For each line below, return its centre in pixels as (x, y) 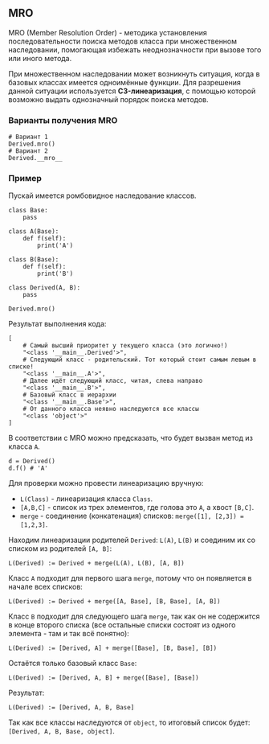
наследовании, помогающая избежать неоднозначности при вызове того (135, 49)
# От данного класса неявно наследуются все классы (111, 409)
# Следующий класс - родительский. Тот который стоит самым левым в (140, 360)
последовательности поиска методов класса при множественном (123, 41)
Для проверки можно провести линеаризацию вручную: (106, 483)
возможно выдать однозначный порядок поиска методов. (108, 99)
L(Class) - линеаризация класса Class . (86, 499)
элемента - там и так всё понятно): (69, 634)
